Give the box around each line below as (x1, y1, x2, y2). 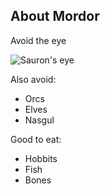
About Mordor (10, 8, 100, 25)
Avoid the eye (10, 34, 67, 46)
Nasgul (24, 114, 55, 126)
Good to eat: (10, 133, 62, 145)
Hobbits (24, 152, 58, 164)
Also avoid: (10, 73, 57, 85)
